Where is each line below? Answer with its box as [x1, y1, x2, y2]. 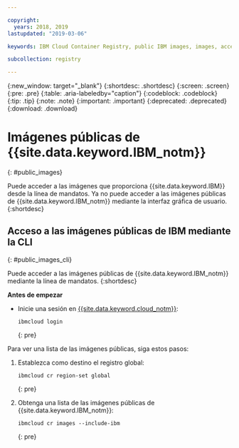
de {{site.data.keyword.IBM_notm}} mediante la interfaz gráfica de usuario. [7, 197, 228, 205]
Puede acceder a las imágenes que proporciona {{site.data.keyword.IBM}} [7, 182, 225, 190]
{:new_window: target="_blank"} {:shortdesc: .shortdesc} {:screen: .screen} [7, 81, 230, 90]
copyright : [7, 16, 40, 24]
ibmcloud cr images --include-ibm [17, 419, 120, 427]
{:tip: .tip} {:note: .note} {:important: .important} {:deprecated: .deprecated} [7, 97, 228, 106]
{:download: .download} [7, 104, 78, 113]
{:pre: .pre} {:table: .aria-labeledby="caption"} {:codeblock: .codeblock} [7, 89, 218, 98]
